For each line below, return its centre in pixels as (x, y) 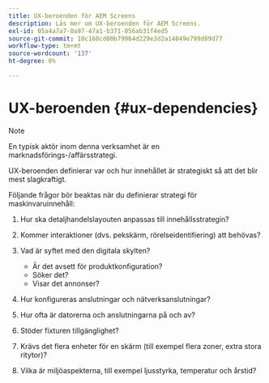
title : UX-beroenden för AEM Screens (72, 16)
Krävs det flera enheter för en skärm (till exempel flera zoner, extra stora (141, 346)
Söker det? (50, 274)
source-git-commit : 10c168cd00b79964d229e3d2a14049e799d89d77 (115, 38)
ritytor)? (33, 355)
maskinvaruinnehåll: (42, 203)
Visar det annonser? (66, 283)
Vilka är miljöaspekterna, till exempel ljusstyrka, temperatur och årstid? (138, 370)
